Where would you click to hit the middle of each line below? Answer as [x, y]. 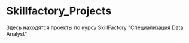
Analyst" [17, 33]
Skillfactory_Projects [59, 11]
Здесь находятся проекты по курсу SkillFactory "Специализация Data [95, 27]
